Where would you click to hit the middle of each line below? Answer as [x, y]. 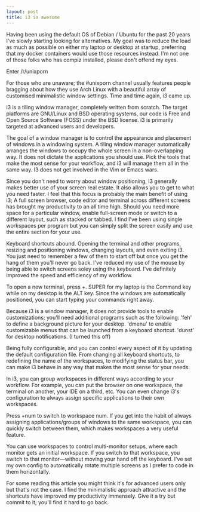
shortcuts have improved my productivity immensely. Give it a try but [91, 496]
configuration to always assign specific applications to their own [85, 397]
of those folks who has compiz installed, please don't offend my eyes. [92, 60]
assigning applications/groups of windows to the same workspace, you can [99, 422]
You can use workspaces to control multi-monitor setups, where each [92, 446]
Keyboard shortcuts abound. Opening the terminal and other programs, [93, 243]
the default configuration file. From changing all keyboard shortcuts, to [93, 354]
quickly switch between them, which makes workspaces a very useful [92, 428]
